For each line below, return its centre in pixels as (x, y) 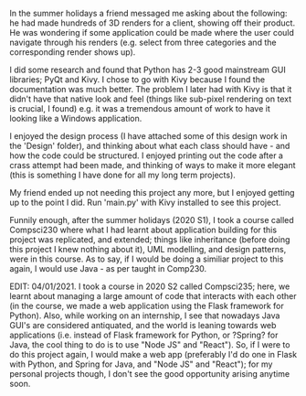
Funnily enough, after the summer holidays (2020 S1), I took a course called (152, 220)
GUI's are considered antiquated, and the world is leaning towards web (143, 325)
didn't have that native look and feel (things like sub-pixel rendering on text (151, 99)
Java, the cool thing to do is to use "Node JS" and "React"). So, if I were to (150, 345)
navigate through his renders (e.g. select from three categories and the (143, 42)
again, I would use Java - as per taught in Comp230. (108, 268)
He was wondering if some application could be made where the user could (152, 32)
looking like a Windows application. (76, 118)
